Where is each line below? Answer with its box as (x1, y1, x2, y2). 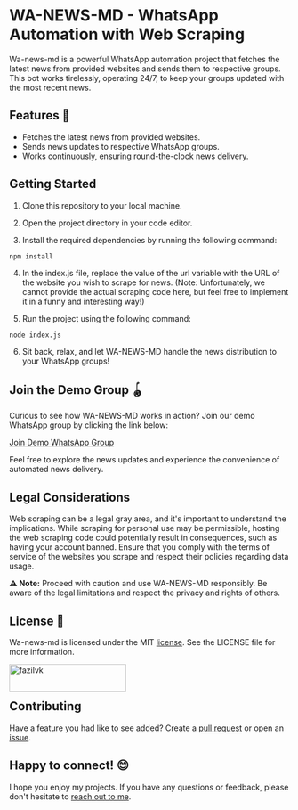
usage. (9, 560, 35, 571)
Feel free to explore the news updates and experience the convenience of (9, 454, 280, 465)
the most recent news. (9, 82, 92, 93)
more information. (9, 647, 75, 657)
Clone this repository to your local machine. (21, 200, 182, 210)
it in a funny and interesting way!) (21, 296, 145, 307)
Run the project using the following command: (21, 313, 191, 323)
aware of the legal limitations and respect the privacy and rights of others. (9, 587, 280, 598)
